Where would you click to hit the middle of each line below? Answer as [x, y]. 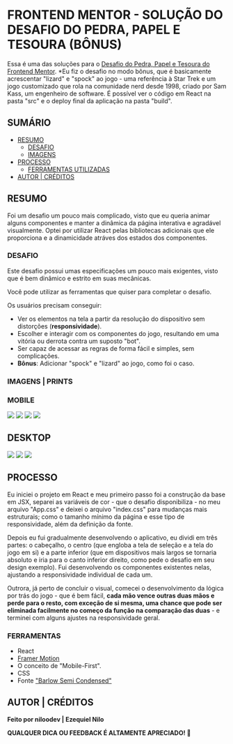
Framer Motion [39, 658]
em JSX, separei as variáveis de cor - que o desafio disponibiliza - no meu [114, 501]
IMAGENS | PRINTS [40, 381]
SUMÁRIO [29, 123]
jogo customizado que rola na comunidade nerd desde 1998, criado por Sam [117, 86]
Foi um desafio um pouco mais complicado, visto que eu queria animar [109, 215]
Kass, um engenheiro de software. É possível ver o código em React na [109, 93]
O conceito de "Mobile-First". [59, 666]
